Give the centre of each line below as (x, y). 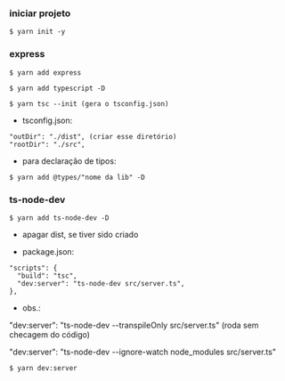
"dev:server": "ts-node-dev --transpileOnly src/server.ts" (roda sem (134, 325)
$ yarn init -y (37, 32)
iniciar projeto (40, 13)
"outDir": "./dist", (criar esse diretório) (93, 136)
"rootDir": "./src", (48, 144)
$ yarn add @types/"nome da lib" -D (77, 177)
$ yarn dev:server (43, 368)
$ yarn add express (45, 73)
